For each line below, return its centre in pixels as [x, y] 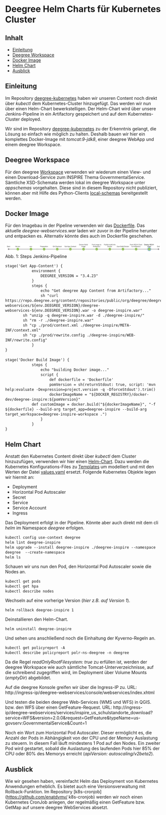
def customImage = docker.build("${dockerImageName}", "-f [93, 405]
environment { [46, 271]
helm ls [13, 558]
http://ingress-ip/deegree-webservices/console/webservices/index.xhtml [80, 692]
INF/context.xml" [23, 330]
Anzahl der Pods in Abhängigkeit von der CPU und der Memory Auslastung [82, 738]
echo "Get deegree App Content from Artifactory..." [96, 291]
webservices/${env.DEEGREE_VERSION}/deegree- [53, 306]
